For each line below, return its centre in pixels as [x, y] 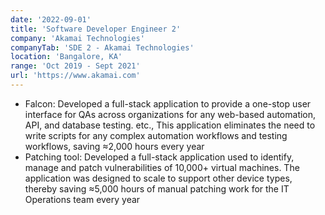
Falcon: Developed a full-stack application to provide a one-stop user [168, 103]
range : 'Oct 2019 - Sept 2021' [75, 66]
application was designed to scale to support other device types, [158, 178]
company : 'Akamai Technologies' [77, 38]
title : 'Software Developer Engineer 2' [96, 29]
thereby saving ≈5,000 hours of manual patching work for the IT [157, 188]
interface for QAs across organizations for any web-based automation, [170, 114]
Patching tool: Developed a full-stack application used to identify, [159, 157]
